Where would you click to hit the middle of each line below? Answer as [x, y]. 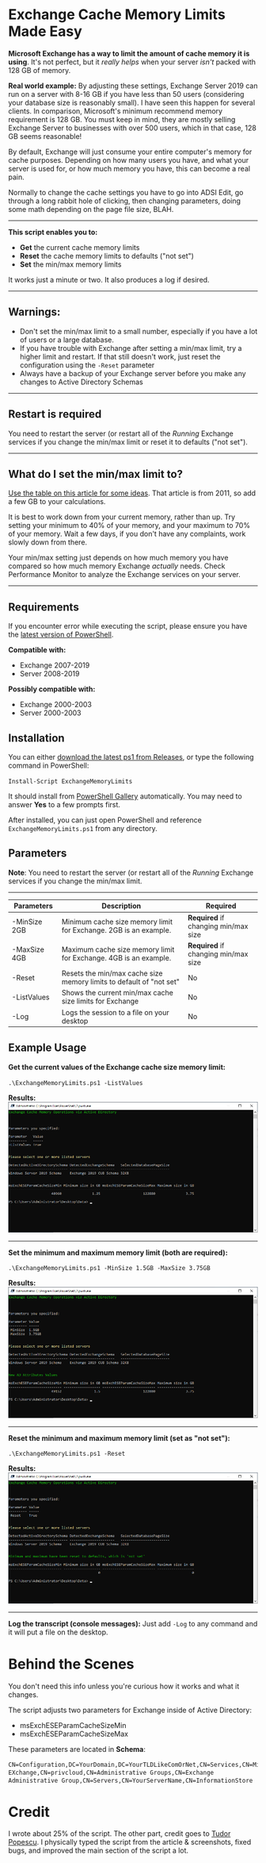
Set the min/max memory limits [70, 264]
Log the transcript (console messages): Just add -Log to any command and [133, 1623]
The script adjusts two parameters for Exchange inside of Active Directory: [130, 1710]
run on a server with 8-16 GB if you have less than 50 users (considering [126, 94]
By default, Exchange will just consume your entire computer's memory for [130, 152]
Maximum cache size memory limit [118, 949]
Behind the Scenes [71, 1664]
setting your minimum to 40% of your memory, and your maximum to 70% [129, 525]
